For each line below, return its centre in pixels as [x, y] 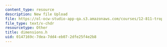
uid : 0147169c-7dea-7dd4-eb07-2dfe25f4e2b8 [51, 37]
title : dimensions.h [27, 32]
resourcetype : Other [27, 28]
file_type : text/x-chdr [30, 23]
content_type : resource [30, 10]
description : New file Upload [37, 14]
